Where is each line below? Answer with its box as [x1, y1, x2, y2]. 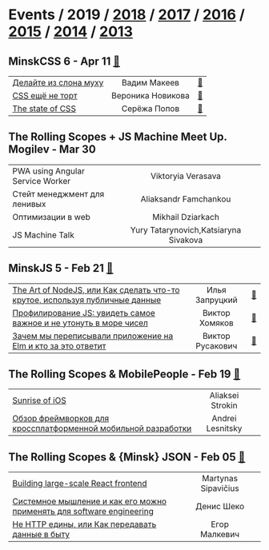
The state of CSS [12, 103, 76, 114]
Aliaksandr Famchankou [140, 193, 231, 205]
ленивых [12, 198, 46, 209]
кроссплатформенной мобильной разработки [12, 423, 192, 434]
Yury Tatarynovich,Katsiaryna [130, 224, 242, 235]
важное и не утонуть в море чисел [12, 317, 148, 329]
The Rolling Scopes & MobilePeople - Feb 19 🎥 [8, 368, 241, 381]
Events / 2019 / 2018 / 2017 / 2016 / [8, 6, 246, 24]
